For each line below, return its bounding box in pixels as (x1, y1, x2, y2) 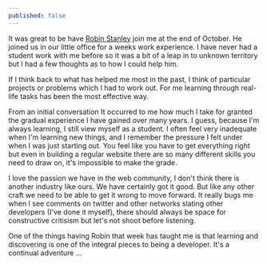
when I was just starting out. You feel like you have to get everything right (8, 140, 250, 150)
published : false (8, 11, 66, 20)
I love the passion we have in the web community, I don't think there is (8, 173, 240, 183)
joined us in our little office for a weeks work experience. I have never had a (8, 41, 258, 52)
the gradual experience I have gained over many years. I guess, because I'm (8, 115, 260, 124)
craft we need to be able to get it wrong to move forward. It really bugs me (8, 190, 253, 199)
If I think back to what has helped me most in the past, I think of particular (8, 74, 251, 84)
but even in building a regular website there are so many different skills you (8, 149, 256, 159)
